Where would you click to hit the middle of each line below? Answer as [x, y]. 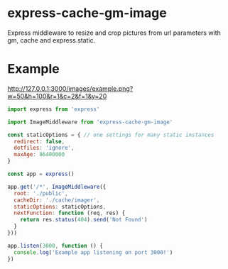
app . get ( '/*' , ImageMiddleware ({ [57, 187]
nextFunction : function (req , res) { [70, 213]
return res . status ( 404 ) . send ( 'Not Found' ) [84, 220]
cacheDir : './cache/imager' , [57, 200]
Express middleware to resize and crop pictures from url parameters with [114, 33]
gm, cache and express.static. [51, 40]
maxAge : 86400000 [39, 155]
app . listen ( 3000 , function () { [55, 246]
